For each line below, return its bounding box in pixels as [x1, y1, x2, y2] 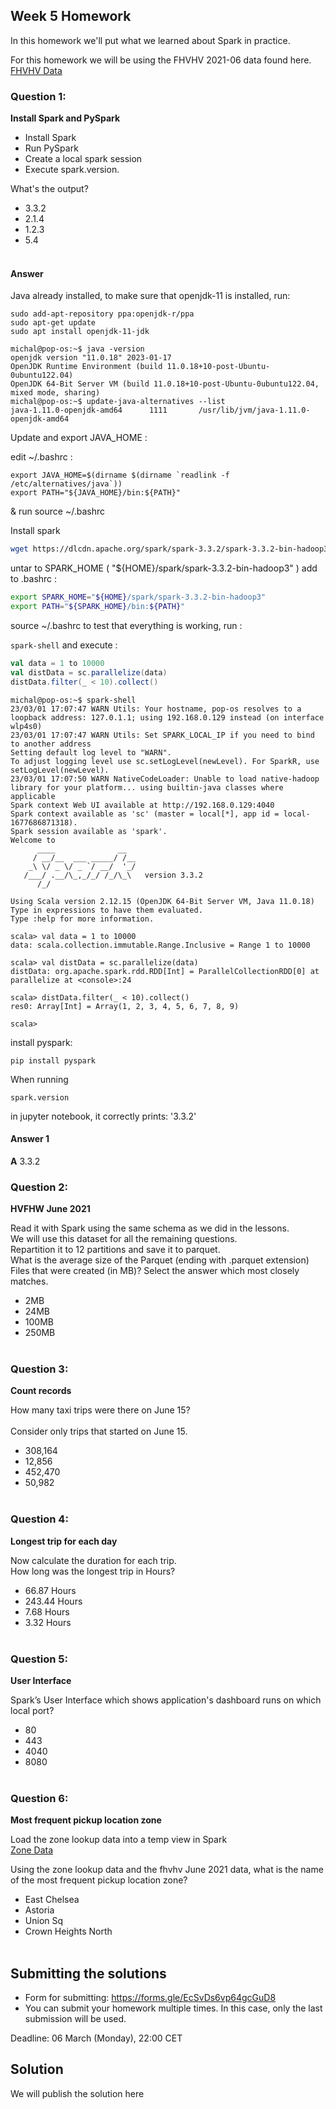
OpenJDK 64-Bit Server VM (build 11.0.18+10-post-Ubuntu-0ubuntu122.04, [10, 379, 320, 389]
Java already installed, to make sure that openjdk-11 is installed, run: [10, 290, 291, 302]
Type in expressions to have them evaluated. [10, 905, 203, 915]
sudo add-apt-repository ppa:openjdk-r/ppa [10, 309, 195, 319]
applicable [10, 791, 56, 801]
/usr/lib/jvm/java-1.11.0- [198, 405, 311, 416]
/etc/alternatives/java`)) [10, 479, 123, 489]
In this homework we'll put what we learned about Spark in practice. [10, 34, 291, 46]
